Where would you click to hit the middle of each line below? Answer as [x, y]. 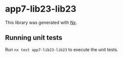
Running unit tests [34, 38]
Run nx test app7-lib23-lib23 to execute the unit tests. [62, 49]
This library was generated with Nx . [41, 22]
